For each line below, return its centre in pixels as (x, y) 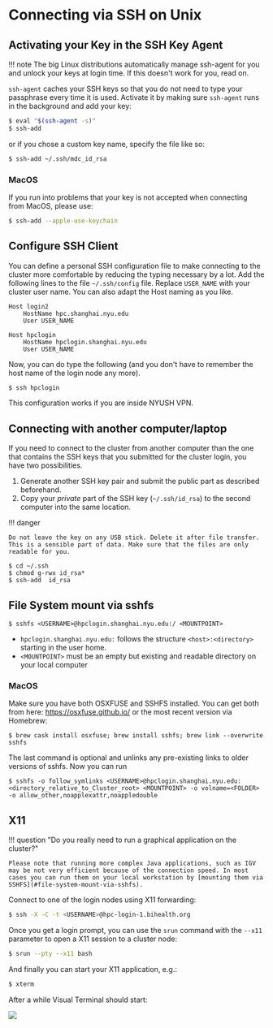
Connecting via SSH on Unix (105, 15)
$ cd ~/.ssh (28, 566)
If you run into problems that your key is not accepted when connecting (128, 197)
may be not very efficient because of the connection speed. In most (129, 870)
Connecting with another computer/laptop (118, 428)
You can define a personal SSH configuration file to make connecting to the (135, 266)
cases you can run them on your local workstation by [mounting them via (136, 878)
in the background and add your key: (70, 106)
